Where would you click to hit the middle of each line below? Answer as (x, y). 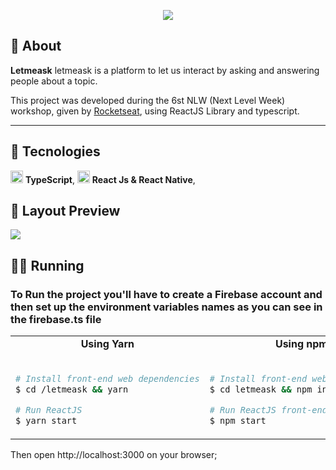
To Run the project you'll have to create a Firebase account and (166, 294)
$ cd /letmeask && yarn (72, 389)
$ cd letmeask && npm (261, 389)
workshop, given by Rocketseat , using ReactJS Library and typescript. (155, 111)
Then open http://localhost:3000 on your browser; (114, 455)
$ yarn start (46, 421)
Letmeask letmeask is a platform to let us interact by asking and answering (165, 70)
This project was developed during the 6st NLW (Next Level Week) (148, 100)
